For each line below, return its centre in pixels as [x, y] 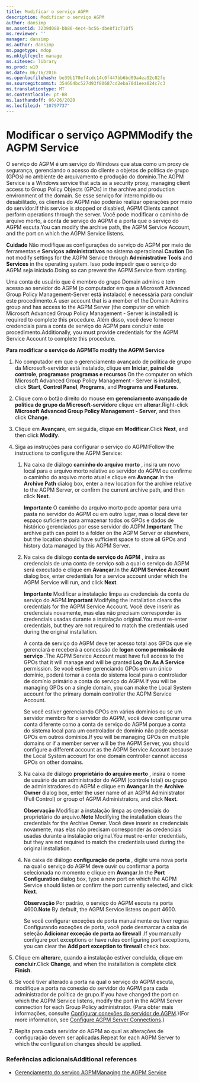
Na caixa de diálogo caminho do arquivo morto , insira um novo [102, 465]
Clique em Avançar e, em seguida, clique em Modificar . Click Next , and [101, 429]
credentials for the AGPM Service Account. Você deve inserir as [102, 606]
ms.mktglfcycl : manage [34, 56]
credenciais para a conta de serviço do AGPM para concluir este [85, 326]
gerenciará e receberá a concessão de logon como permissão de [104, 650]
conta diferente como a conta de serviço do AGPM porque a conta [105, 724]
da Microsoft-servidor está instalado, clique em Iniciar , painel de [94, 368]
